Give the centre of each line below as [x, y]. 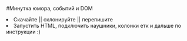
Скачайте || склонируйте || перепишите [64, 19]
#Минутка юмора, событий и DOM [49, 8]
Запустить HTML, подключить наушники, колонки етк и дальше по [97, 26]
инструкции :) [24, 32]
